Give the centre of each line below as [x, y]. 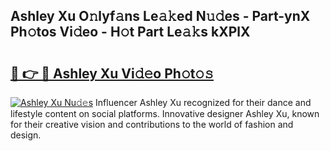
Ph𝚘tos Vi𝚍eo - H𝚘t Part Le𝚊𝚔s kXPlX [130, 32]
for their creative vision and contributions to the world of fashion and [152, 124]
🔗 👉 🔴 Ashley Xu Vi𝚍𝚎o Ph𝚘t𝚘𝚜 [112, 73]
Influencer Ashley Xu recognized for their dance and [203, 102]
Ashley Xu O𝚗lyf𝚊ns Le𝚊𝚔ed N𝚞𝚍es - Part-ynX [160, 16]
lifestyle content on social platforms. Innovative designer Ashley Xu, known [165, 113]
